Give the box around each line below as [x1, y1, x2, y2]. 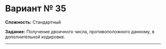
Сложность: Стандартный [5, 19, 61, 25]
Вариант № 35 [5, 3, 67, 14]
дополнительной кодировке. [5, 34, 66, 40]
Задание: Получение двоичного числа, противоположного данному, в [5, 28, 155, 34]
